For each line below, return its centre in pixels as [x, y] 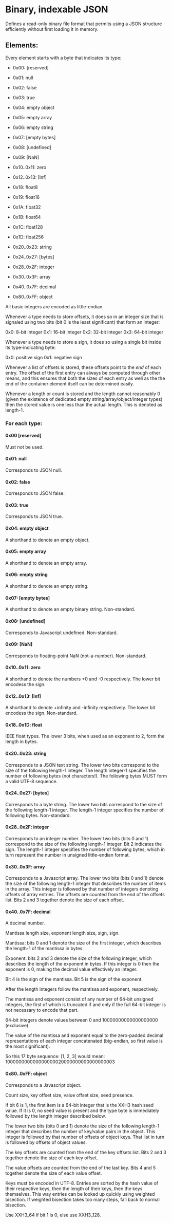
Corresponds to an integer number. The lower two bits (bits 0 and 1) [77, 838]
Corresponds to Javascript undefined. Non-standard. [62, 633]
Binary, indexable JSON [57, 10]
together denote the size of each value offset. [54, 1173]
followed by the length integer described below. [56, 1116]
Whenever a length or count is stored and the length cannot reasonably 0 [83, 394]
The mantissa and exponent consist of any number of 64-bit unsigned [80, 999]
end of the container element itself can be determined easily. [70, 383]
